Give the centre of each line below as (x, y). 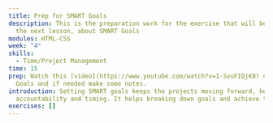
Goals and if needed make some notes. (82, 83)
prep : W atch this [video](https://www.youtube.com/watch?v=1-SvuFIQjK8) (134, 76)
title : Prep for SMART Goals (58, 16)
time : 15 (23, 69)
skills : (22, 53)
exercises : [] (32, 106)
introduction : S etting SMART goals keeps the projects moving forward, (132, 91)
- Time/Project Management (61, 61)
